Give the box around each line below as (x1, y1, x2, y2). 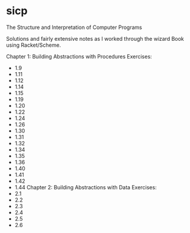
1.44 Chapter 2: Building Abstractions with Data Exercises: (14, 183, 157, 190)
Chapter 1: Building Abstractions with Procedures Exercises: (6, 53, 152, 60)
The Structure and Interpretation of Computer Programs (6, 24, 142, 31)
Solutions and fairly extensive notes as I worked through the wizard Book (6, 35, 185, 42)
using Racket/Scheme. (6, 41, 61, 48)
